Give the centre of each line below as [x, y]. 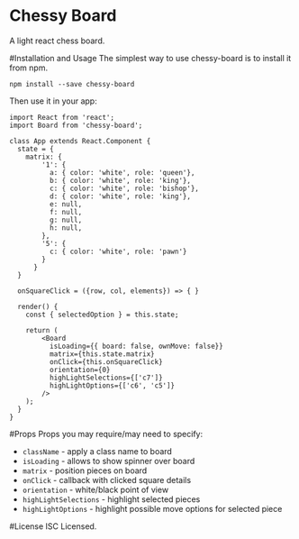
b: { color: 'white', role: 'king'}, [120, 180]
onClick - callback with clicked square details [107, 480]
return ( [42, 330]
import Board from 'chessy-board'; [76, 125]
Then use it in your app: [53, 101]
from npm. [28, 68]
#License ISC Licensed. [53, 526]
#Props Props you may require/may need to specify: [106, 434]
